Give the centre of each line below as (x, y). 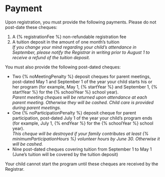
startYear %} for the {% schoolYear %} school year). (65, 92)
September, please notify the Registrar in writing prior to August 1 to (81, 52)
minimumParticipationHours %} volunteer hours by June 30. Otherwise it (86, 139)
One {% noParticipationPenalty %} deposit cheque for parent (74, 112)
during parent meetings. (37, 108)
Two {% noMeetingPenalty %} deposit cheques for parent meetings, (82, 76)
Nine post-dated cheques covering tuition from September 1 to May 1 (82, 149)
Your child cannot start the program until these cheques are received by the (82, 164)
